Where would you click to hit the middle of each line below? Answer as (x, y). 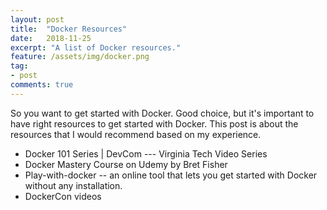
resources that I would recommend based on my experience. (136, 134)
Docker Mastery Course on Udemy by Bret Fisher (126, 164)
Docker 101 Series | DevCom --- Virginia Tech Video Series (146, 153)
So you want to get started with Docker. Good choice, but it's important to (162, 113)
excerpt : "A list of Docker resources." (96, 47)
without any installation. (73, 185)
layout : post (37, 19)
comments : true (42, 85)
